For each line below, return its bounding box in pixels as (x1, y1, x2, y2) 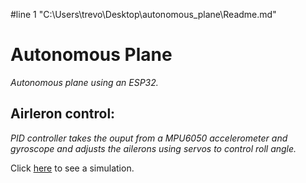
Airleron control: (10, 105, 116, 123)
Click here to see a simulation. (10, 162, 135, 174)
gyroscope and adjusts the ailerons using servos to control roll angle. (10, 142, 297, 154)
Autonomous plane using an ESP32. (10, 76, 159, 88)
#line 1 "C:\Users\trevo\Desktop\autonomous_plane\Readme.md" (10, 9, 277, 20)
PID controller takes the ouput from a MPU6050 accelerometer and (10, 132, 288, 144)
